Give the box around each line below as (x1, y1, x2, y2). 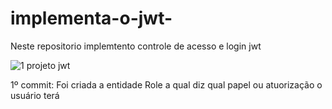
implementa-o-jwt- (10, 7, 173, 30)
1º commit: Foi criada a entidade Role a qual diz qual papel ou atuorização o (10, 78, 323, 91)
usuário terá (10, 89, 60, 101)
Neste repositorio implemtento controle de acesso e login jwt (10, 40, 262, 52)
